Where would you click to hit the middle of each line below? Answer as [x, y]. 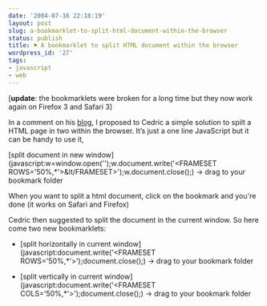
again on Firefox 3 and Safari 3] [61, 107]
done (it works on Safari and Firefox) [69, 204]
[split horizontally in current [65, 244]
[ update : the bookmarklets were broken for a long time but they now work [131, 98]
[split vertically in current [61, 276]
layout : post [30, 23]
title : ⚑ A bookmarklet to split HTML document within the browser [123, 46]
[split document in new [46, 155]
